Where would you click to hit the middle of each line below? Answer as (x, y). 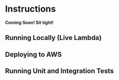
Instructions (30, 9)
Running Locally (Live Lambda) (53, 38)
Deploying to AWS (33, 54)
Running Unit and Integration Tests (59, 71)
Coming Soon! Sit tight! (30, 22)
